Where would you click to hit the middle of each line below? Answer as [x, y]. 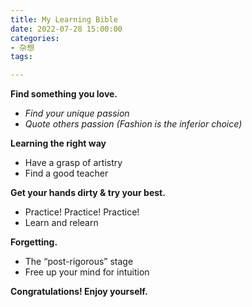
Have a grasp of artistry [73, 163]
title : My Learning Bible [64, 19]
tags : [21, 57]
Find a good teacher [66, 173]
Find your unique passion [77, 113]
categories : [35, 38]
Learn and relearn [61, 223]
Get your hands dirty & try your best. [88, 193]
